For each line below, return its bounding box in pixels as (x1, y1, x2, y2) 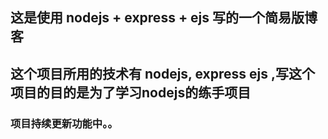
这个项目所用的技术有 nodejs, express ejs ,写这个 (10, 65, 315, 82)
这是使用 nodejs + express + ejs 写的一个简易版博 (10, 9, 318, 27)
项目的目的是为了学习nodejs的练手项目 (10, 84, 252, 101)
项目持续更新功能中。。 (10, 116, 118, 130)
